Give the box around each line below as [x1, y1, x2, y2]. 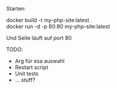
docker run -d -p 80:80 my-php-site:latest [6, 23, 111, 30]
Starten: [6, 5, 26, 12]
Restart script [14, 64, 49, 71]
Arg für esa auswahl [14, 58, 65, 64]
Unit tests [14, 70, 39, 77]
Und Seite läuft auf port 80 [6, 34, 72, 41]
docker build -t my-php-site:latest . [6, 17, 93, 23]
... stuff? [14, 77, 36, 83]
